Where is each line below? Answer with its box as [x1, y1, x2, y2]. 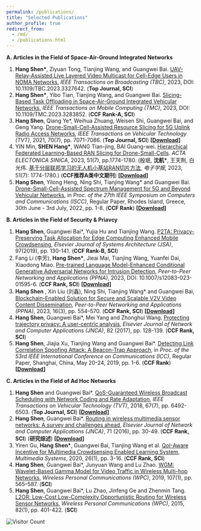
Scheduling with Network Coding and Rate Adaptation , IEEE [15, 396, 164, 402]
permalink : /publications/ [6, 8, 74, 15]
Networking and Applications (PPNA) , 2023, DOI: [15, 274, 138, 281]
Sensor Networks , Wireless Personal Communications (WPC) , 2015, [15, 500, 185, 507]
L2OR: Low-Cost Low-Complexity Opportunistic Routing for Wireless [15, 493, 186, 501]
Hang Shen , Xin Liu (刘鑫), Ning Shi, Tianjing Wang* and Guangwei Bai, [15, 288, 195, 295]
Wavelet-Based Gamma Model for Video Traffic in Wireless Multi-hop [15, 468, 188, 475]
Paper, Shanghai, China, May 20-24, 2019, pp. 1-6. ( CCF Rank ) [15, 359, 171, 366]
